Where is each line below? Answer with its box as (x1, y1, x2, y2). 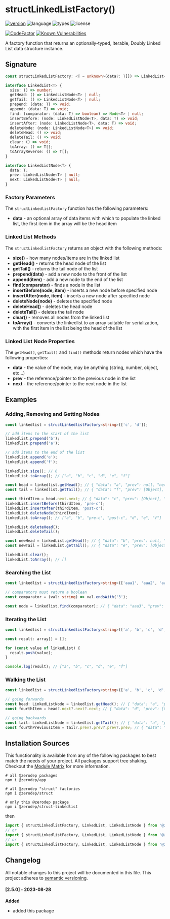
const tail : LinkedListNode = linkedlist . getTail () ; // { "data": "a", (5, 720, 159, 725)
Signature (5, 60, 37, 69)
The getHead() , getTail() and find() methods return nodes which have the (5, 349, 162, 355)
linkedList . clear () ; (5, 553, 49, 558)
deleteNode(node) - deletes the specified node (12, 298, 112, 304)
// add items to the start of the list (5, 431, 90, 437)
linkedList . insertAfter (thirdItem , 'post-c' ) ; (5, 506, 105, 511)
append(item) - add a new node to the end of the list (12, 276, 123, 283)
